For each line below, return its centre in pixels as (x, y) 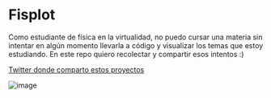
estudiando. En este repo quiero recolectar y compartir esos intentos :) (126, 54)
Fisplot (32, 15)
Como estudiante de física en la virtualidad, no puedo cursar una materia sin (135, 37)
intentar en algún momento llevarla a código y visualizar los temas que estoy (136, 45)
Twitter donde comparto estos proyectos (76, 69)
